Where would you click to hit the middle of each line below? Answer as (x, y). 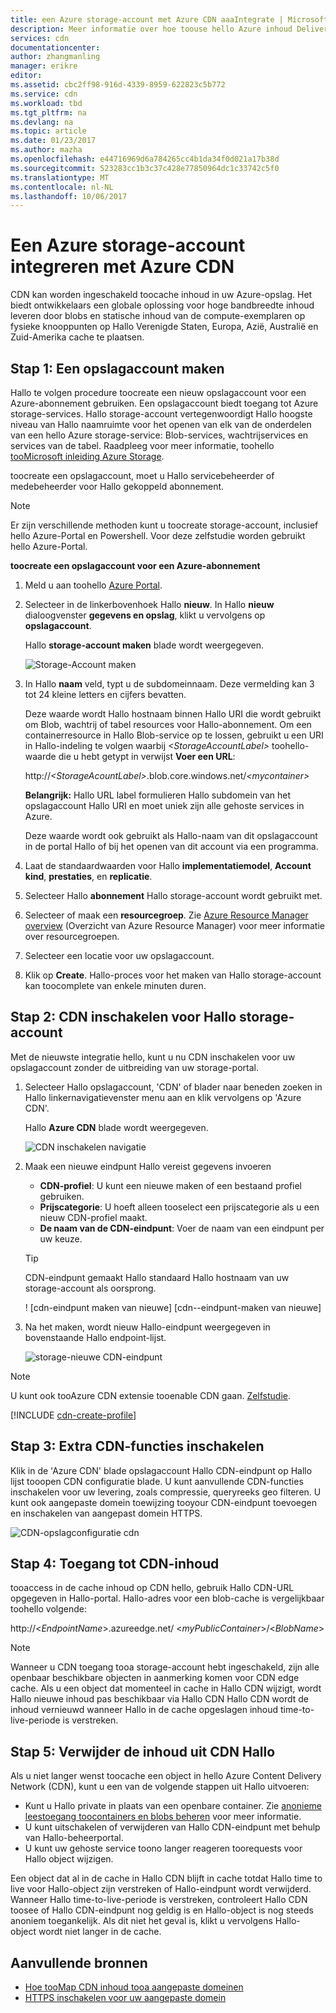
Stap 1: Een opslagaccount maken (117, 368)
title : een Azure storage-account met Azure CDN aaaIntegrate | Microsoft (169, 19)
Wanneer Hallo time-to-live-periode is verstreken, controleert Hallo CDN (159, 1900)
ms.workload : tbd (46, 103)
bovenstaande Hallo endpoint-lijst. (95, 1337)
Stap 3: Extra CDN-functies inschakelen (137, 1446)
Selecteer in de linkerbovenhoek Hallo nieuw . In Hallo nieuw (149, 604)
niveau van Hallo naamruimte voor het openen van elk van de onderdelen (161, 424)
